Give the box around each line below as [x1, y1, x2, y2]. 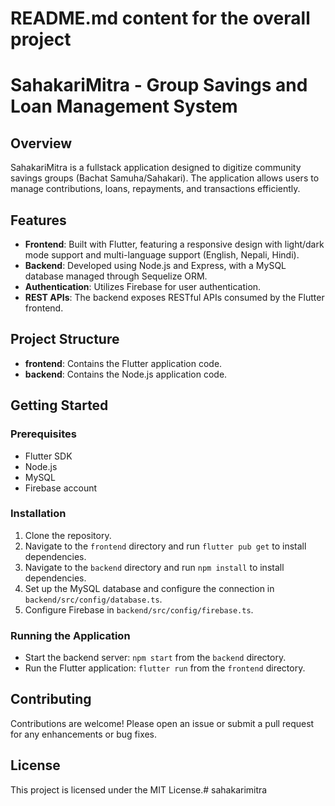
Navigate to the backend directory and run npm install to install [24, 561, 285, 573]
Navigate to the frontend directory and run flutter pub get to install [24, 540, 307, 552]
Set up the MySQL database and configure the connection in [24, 582, 275, 594]
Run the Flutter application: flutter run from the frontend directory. [24, 662, 306, 674]
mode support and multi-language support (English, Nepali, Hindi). [24, 249, 300, 261]
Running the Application [10, 628, 131, 642]
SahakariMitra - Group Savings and [10, 74, 308, 97]
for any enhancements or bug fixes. [10, 728, 158, 740]
